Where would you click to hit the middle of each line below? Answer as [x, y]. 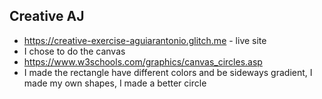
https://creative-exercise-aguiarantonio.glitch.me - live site [145, 40]
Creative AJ [47, 16]
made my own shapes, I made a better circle [115, 83]
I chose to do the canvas [74, 51]
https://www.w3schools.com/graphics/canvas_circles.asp [143, 61]
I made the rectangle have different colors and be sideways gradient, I [168, 72]
